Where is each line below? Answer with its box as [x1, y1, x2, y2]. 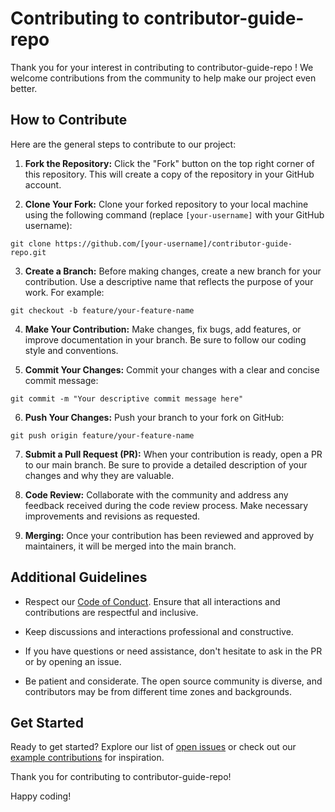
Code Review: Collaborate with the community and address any [24, 488, 289, 501]
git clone [10, 238, 52, 249]
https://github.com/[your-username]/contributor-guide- [54, 238, 293, 249]
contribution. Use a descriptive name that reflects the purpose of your [24, 275, 314, 287]
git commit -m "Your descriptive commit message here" [10, 393, 244, 404]
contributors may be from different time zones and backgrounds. [24, 685, 293, 697]
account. [24, 178, 62, 191]
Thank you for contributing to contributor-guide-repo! [10, 771, 232, 783]
